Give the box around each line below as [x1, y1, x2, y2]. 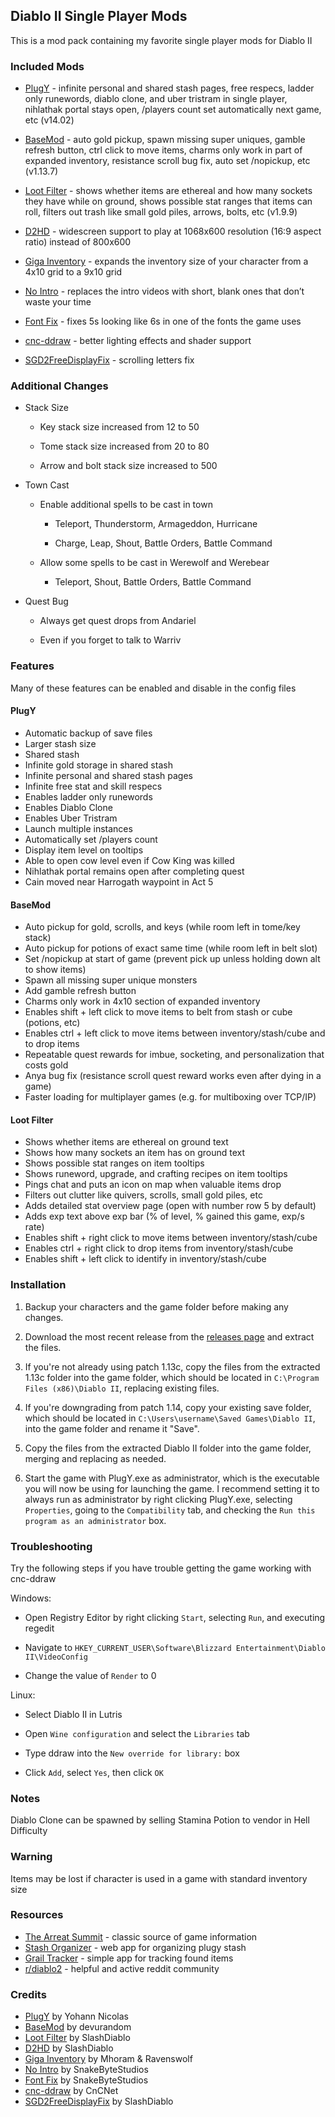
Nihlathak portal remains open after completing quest [24, 865, 245, 877]
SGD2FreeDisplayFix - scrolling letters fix [24, 354, 195, 366]
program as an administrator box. [24, 1514, 167, 1526]
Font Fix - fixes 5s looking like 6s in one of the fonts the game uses [24, 315, 302, 328]
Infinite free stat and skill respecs [24, 780, 163, 792]
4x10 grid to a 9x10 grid [24, 266, 123, 278]
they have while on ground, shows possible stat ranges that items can [24, 195, 313, 208]
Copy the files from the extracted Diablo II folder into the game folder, [24, 1442, 312, 1454]
